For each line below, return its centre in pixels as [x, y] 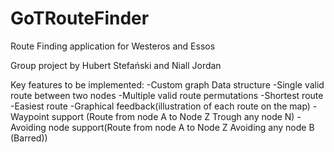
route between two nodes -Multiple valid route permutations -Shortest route [167, 95]
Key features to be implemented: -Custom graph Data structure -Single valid [167, 84]
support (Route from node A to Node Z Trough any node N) [173, 116]
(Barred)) [29, 138]
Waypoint [30, 116]
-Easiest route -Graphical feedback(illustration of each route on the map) [160, 106]
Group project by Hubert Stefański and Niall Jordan [116, 65]
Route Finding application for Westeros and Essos [113, 46]
